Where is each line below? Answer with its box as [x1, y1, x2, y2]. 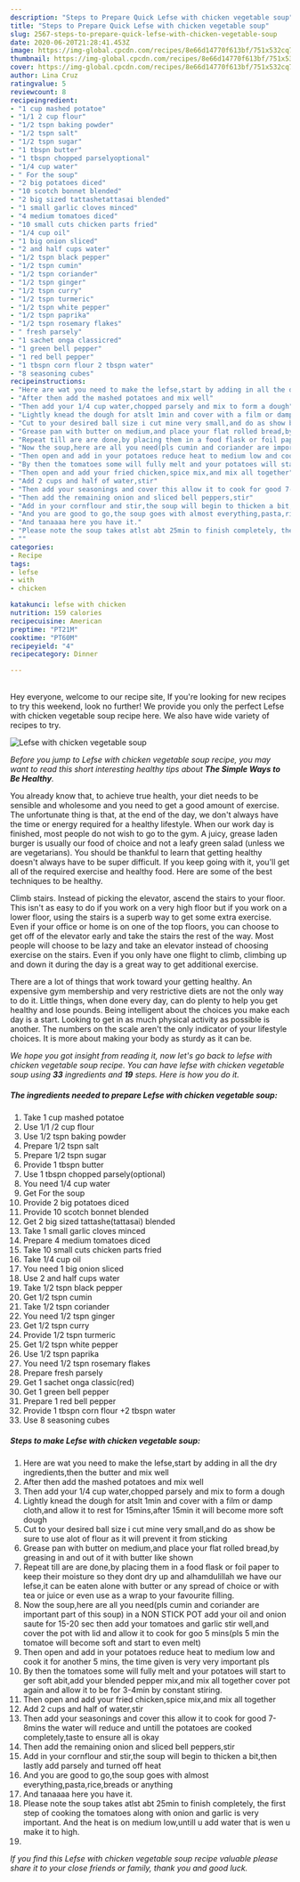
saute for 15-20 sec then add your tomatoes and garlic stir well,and [22, 1618, 270, 1629]
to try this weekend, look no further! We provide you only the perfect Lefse [10, 701, 284, 712]
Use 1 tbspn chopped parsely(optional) [22, 1169, 166, 1180]
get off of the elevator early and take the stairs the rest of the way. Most [10, 931, 274, 942]
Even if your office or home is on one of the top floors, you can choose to [10, 921, 280, 932]
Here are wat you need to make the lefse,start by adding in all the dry [22, 1457, 278, 1469]
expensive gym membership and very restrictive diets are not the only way [10, 986, 284, 997]
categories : [10, 542, 54, 552]
